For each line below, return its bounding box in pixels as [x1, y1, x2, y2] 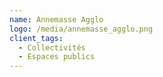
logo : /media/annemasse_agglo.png [9, 24, 154, 34]
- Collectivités [18, 42, 86, 53]
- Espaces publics [18, 52, 96, 62]
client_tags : [9, 33, 64, 43]
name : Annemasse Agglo [9, 14, 104, 25]
